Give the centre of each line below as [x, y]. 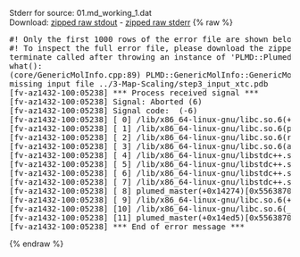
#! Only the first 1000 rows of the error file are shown [139, 39]
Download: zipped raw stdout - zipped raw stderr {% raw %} [121, 22]
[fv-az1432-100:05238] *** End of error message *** [127, 227]
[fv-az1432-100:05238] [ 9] [71, 200]
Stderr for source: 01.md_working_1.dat [80, 13]
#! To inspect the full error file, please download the [137, 48]
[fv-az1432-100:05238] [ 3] [71, 146]
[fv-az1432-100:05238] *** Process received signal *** [134, 93]
